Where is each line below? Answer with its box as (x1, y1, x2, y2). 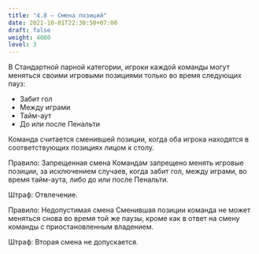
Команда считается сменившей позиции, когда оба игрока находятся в (8, 134, 250, 144)
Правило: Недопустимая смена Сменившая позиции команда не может (8, 205, 251, 215)
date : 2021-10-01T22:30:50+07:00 (8, 19, 118, 27)
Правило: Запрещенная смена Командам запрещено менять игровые (8, 158, 244, 167)
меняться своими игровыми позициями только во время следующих (8, 71, 242, 80)
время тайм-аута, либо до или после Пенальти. (8, 175, 169, 185)
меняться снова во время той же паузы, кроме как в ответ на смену (8, 214, 240, 223)
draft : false (8, 26, 51, 34)
